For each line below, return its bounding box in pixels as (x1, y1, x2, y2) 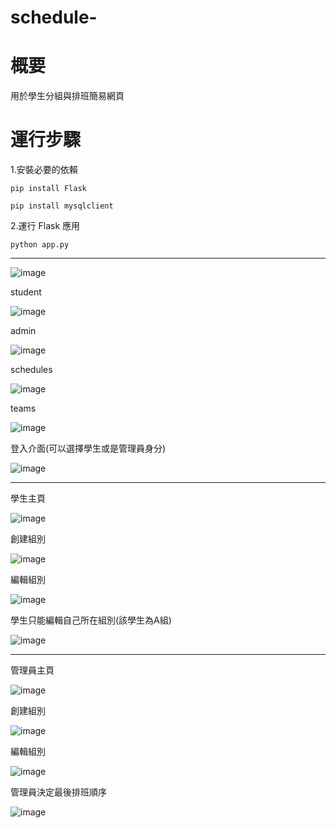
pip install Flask (10, 184, 87, 194)
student (10, 286, 42, 298)
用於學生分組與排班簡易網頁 (10, 90, 125, 102)
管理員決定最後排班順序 (10, 786, 107, 798)
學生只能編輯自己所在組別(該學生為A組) (10, 614, 172, 626)
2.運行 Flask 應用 (10, 220, 81, 232)
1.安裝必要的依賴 (10, 164, 78, 176)
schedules (10, 364, 53, 376)
